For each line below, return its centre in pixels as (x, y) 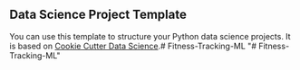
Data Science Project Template (98, 15)
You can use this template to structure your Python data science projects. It (150, 36)
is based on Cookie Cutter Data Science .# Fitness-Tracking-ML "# (133, 46)
